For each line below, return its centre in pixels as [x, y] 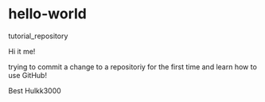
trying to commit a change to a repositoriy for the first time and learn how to [132, 67]
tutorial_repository [38, 36]
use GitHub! [28, 75]
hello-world [48, 14]
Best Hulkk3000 [35, 90]
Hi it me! [22, 51]
